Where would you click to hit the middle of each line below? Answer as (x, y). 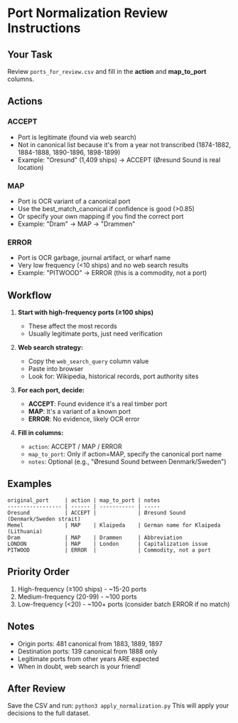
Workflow (29, 295)
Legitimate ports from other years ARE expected (88, 658)
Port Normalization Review (88, 13)
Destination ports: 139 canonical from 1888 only (87, 651)
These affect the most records (72, 326)
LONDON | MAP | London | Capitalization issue (108, 544)
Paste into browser (56, 369)
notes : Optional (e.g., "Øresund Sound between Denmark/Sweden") (127, 462)
